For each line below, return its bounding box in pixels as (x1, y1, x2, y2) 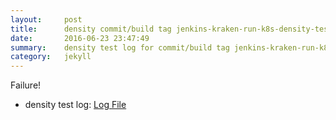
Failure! (10, 79, 42, 91)
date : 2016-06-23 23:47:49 (10, 33, 150, 43)
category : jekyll (10, 52, 92, 62)
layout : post (10, 14, 83, 25)
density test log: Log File (24, 99, 127, 111)
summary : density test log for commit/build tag (10, 42, 230, 53)
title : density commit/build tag (10, 24, 172, 34)
